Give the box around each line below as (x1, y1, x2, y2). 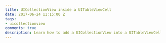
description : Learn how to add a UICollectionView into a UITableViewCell (5, 30, 163, 35)
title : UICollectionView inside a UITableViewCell (5, 7, 112, 12)
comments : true (5, 26, 37, 31)
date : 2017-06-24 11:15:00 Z (5, 12, 65, 17)
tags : (5, 16, 16, 21)
